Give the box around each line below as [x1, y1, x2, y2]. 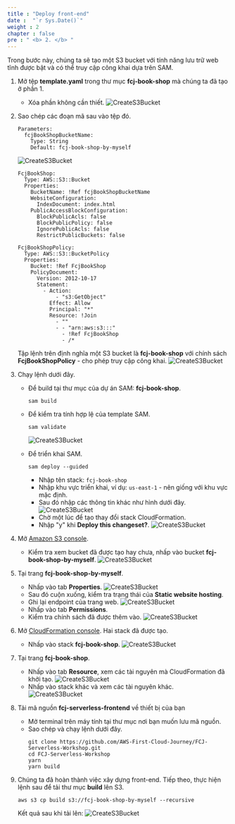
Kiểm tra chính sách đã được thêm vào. [27, 613, 142, 622]
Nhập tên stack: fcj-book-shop [38, 475, 128, 484]
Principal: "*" [49, 306, 94, 313]
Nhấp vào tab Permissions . [27, 605, 108, 614]
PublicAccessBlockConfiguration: [30, 207, 129, 214]
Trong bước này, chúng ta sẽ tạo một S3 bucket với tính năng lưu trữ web [7, 56, 219, 64]
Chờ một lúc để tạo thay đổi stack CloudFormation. [38, 513, 186, 522]
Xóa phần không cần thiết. [27, 98, 105, 107]
